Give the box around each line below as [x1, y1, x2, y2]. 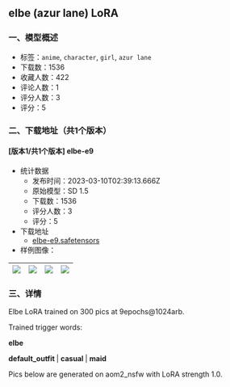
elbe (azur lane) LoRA [8, 6, 119, 20]
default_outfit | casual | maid [8, 354, 107, 364]
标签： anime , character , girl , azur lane [19, 52, 152, 61]
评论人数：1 [19, 82, 59, 92]
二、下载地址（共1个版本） [8, 124, 111, 136]
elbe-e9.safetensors [31, 235, 100, 245]
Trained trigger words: [8, 322, 83, 332]
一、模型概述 [8, 32, 59, 44]
